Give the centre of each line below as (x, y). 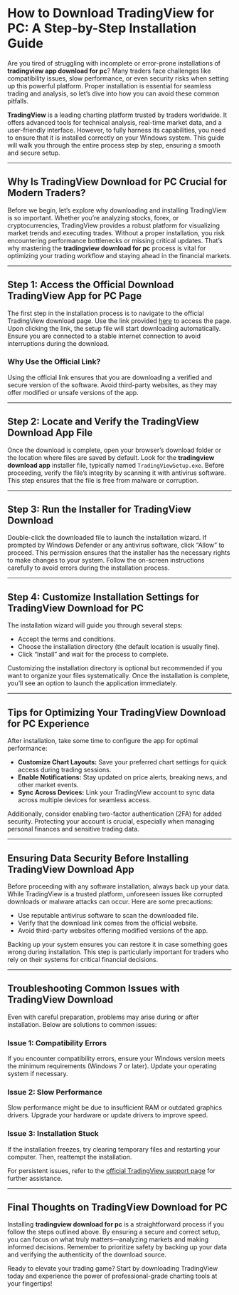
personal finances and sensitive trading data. (74, 829)
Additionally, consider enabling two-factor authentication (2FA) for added (115, 814)
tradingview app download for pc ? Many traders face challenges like (109, 71)
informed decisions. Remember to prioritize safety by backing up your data (117, 1247)
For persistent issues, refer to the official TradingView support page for (111, 1170)
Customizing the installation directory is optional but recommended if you (115, 668)
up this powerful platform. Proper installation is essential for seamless (110, 86)
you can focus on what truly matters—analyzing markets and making (108, 1239)
